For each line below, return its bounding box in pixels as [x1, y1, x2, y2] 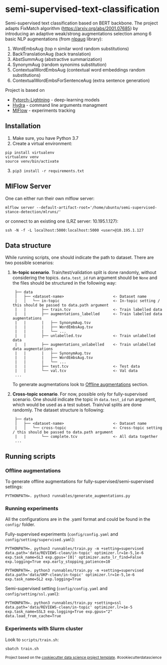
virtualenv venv [5, 154, 39, 159]
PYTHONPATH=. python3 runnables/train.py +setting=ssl [5, 601, 122, 606]
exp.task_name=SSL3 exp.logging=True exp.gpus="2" [5, 609, 113, 615]
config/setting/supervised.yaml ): [5, 537, 75, 543]
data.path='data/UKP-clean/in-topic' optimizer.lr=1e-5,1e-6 [5, 573, 135, 578]
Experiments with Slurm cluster [5, 625, 83, 632]
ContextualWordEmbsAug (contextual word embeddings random [12, 66, 146, 73]
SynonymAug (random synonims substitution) [12, 61, 107, 67]
